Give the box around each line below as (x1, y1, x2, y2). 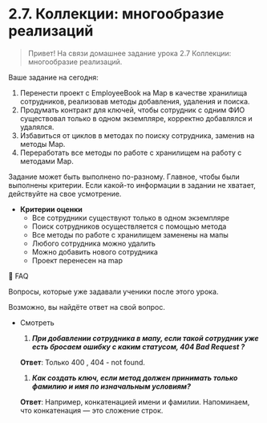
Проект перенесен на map (31, 255, 123, 265)
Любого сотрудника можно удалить (31, 238, 156, 248)
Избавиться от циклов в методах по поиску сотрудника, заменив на (19, 130, 255, 140)
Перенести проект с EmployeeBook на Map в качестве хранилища (19, 87, 248, 97)
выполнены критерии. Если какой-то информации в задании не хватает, (8, 180, 257, 189)
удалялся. (19, 122, 55, 132)
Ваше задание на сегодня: (8, 72, 99, 82)
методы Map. (19, 139, 66, 148)
